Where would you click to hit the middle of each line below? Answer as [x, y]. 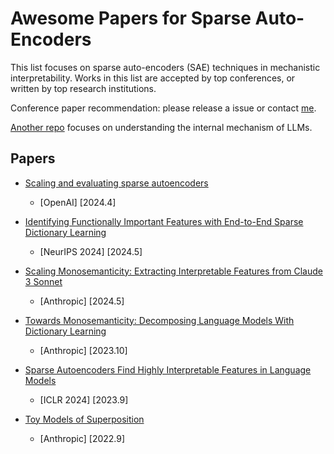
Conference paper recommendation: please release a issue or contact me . [163, 108]
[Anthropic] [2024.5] [82, 301]
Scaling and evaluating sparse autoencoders [116, 183]
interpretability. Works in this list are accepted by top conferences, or [153, 78]
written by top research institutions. [83, 88]
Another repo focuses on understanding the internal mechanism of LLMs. [161, 127]
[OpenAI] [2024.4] [78, 202]
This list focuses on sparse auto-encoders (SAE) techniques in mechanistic [165, 67]
